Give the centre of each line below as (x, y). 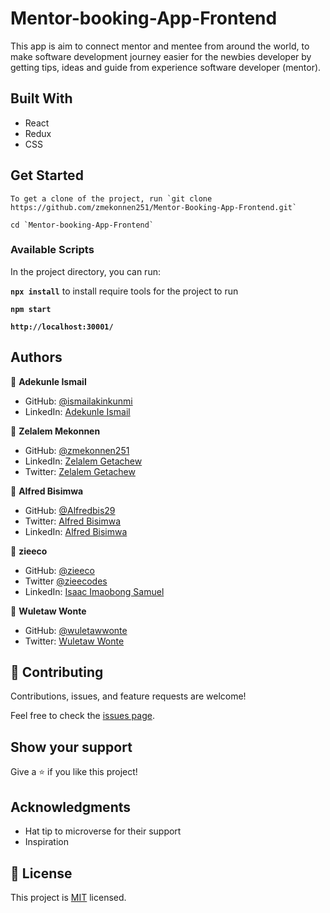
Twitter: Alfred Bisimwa (73, 521)
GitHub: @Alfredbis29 (70, 510)
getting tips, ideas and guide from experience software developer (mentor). (166, 67)
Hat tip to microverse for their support (103, 831)
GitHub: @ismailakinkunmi (78, 401)
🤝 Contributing (57, 672)
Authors (36, 357)
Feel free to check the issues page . (82, 716)
